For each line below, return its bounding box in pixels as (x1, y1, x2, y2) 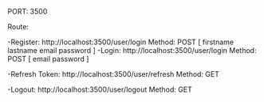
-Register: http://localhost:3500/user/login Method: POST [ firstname (7, 37, 234, 47)
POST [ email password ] (7, 55, 89, 63)
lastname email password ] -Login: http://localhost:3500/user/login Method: (7, 46, 257, 55)
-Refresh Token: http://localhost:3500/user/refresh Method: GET (7, 70, 220, 78)
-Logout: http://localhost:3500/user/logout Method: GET (7, 85, 192, 94)
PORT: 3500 (7, 7, 48, 16)
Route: (7, 22, 30, 31)
